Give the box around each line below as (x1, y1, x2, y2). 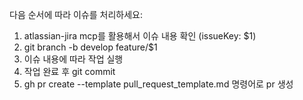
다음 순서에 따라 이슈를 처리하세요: (9, 9, 143, 20)
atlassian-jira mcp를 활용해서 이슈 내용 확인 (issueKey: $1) (23, 30, 257, 42)
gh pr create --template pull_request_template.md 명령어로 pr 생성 (23, 78, 294, 90)
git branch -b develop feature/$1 (23, 41, 158, 53)
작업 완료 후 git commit (23, 66, 116, 77)
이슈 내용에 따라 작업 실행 (23, 53, 124, 65)
